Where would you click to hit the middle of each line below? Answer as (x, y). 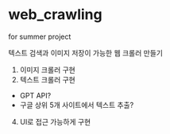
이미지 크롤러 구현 (47, 70)
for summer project (40, 36)
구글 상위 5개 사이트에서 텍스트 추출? (77, 105)
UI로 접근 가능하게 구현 (55, 121)
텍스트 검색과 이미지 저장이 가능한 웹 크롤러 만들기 (85, 52)
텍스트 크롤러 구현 (47, 79)
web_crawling (55, 15)
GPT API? (35, 95)
